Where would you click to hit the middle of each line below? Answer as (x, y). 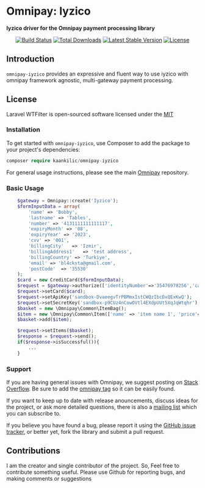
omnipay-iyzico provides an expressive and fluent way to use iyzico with (97, 74)
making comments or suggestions (49, 478)
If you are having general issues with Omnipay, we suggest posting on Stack (102, 382)
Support (19, 369)
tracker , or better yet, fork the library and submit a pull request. (85, 431)
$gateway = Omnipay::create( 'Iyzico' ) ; (68, 201)
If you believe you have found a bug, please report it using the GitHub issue (101, 425)
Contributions (33, 451)
